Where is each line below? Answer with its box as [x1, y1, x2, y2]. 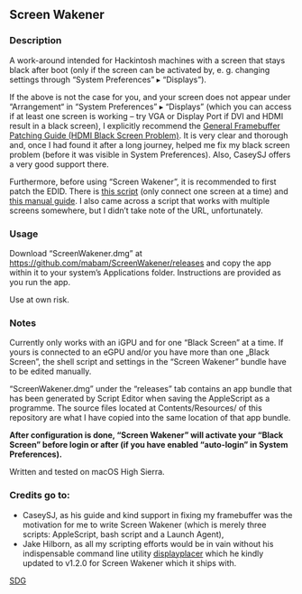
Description [9, 34, 62, 47]
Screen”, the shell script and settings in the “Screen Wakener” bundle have [9, 357, 287, 367]
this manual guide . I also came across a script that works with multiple [9, 195, 270, 206]
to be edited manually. [9, 366, 92, 377]
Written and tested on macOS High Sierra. [9, 467, 165, 478]
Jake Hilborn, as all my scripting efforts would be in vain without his [22, 538, 274, 549]
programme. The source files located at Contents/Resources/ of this [9, 403, 263, 413]
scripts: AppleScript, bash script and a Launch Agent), [22, 528, 224, 540]
